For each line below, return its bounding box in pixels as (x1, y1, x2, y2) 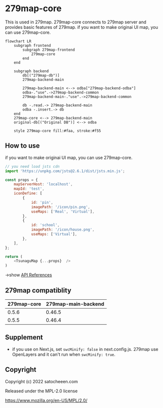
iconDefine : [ (14, 191, 42, 196)
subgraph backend (14, 69, 49, 74)
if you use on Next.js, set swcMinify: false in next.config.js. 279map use (12, 346, 159, 352)
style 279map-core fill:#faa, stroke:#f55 (14, 128, 101, 133)
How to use (5, 142, 40, 150)
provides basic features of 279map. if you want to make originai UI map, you (5, 24, 158, 30)
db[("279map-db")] (22, 73, 60, 78)
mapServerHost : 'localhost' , (14, 182, 73, 187)
